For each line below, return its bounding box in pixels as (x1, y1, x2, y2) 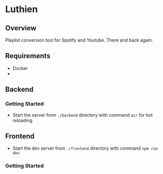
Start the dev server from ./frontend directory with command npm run (12, 145, 158, 151)
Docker (12, 65, 28, 71)
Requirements (5, 52, 50, 60)
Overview (5, 24, 37, 32)
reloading (12, 117, 33, 123)
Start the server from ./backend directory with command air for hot (12, 112, 153, 118)
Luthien (5, 4, 38, 15)
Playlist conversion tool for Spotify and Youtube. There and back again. (5, 37, 153, 43)
